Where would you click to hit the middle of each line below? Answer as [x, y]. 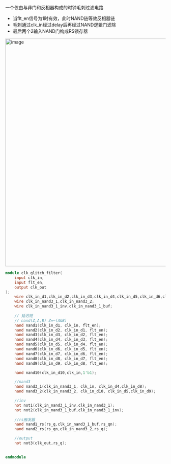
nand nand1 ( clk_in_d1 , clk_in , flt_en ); [58, 325]
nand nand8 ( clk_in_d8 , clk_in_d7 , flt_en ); [61, 359]
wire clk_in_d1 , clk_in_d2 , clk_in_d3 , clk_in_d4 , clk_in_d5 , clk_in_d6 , [89, 297]
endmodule [16, 457]
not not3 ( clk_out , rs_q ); [41, 443]
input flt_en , [29, 282]
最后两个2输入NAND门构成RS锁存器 [50, 31]
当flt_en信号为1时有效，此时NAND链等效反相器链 [64, 18]
